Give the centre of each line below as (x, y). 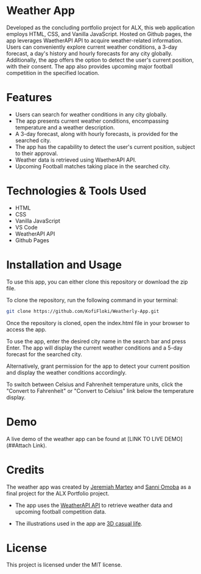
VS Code (26, 227)
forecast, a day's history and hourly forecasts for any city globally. (90, 53)
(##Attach (19, 445)
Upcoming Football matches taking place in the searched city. (93, 166)
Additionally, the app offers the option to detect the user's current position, (100, 60)
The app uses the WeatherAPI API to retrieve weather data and (93, 505)
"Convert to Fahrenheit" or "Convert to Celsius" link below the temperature (100, 390)
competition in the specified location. (53, 73)
